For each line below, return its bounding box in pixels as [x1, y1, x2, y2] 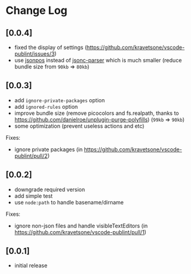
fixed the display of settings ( [14, 44, 87, 51]
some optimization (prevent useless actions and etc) [14, 122, 145, 129]
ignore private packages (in [14, 146, 83, 153]
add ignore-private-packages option [14, 96, 105, 103]
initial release [14, 262, 48, 269]
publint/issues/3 [14, 50, 55, 57]
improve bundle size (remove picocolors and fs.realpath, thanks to [14, 109, 179, 117]
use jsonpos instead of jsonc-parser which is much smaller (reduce [14, 57, 182, 64]
